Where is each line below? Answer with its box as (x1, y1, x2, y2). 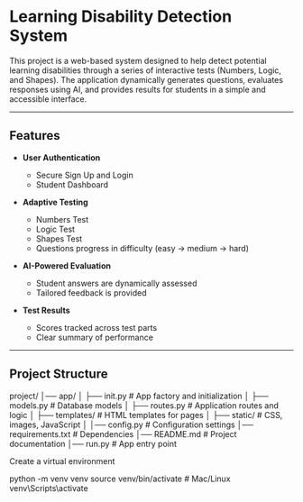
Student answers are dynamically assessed (35, 278, 197, 288)
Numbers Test (35, 214, 89, 224)
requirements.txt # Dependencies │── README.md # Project (9, 428, 237, 439)
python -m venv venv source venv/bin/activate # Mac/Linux (9, 473, 232, 484)
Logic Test (35, 224, 75, 234)
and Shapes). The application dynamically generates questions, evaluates (9, 74, 284, 85)
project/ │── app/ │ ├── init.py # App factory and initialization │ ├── (9, 390, 269, 401)
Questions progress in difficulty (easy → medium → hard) (35, 242, 250, 253)
